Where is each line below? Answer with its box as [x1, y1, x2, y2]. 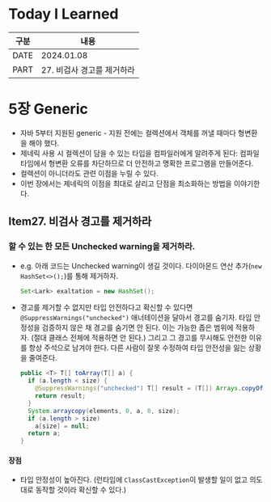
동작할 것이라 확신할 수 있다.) [35, 485, 127, 495]
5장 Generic [8, 100, 89, 118]
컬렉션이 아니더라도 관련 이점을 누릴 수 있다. [19, 168, 159, 178]
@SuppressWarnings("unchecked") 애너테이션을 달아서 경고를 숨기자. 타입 [19, 313, 252, 323]
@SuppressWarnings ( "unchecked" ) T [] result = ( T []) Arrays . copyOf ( [35, 385, 267, 393]
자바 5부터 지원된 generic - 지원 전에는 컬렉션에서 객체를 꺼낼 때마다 [19, 128, 236, 137]
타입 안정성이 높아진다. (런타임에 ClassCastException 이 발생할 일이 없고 [19, 475, 248, 485]
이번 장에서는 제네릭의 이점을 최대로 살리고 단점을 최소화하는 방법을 [19, 179, 232, 188]
